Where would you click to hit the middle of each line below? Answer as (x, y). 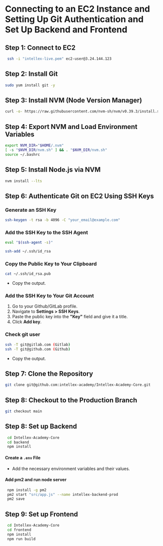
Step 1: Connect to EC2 (40, 47)
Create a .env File (23, 457)
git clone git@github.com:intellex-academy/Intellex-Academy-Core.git (78, 385)
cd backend (18, 442)
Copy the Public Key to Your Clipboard (51, 264)
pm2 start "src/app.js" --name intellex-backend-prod (63, 494)
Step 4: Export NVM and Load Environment (71, 127)
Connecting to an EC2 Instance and (78, 9)
